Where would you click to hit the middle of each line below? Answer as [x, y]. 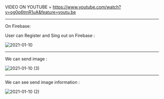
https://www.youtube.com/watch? [87, 7]
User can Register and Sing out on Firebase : [50, 35]
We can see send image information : [42, 82]
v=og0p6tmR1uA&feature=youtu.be [41, 12]
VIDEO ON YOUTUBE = [29, 7]
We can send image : [26, 59]
